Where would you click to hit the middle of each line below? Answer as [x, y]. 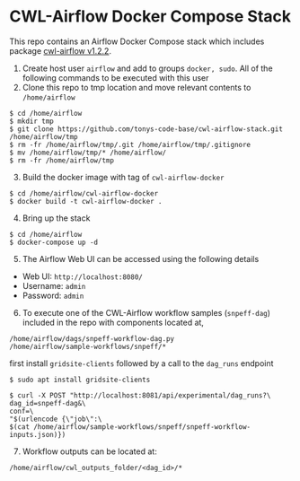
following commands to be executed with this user [115, 77]
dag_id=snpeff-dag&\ [48, 403]
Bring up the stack [56, 218]
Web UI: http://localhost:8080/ [83, 276]
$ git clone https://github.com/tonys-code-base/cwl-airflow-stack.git [146, 129]
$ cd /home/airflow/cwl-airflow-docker [84, 193]
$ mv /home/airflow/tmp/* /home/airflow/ [88, 153]
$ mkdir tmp [31, 121]
